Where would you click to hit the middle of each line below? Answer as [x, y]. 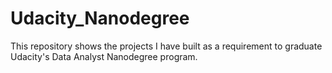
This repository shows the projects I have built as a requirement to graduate [166, 46]
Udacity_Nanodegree [100, 18]
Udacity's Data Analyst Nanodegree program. [104, 56]
